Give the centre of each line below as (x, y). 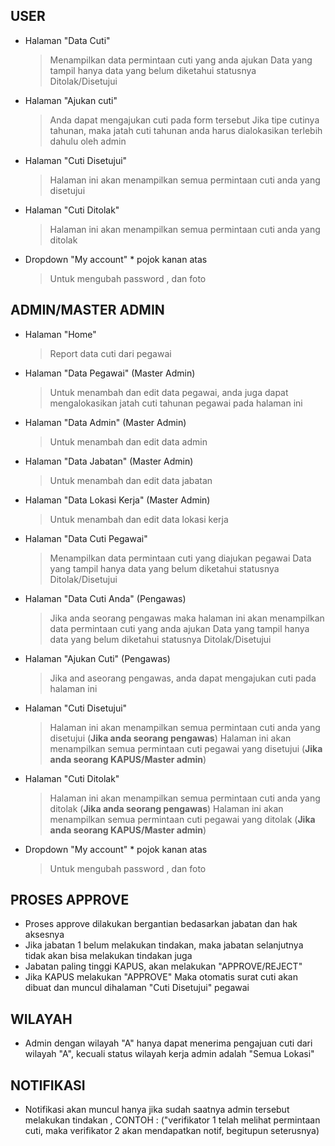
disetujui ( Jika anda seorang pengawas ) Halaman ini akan (170, 738)
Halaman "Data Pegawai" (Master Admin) (110, 373)
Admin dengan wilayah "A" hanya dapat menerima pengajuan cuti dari (168, 1043)
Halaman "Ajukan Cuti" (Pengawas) (97, 658)
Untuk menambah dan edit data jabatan (131, 480)
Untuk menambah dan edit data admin (128, 441)
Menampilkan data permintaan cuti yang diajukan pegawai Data (180, 558)
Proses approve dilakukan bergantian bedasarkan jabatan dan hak (161, 924)
